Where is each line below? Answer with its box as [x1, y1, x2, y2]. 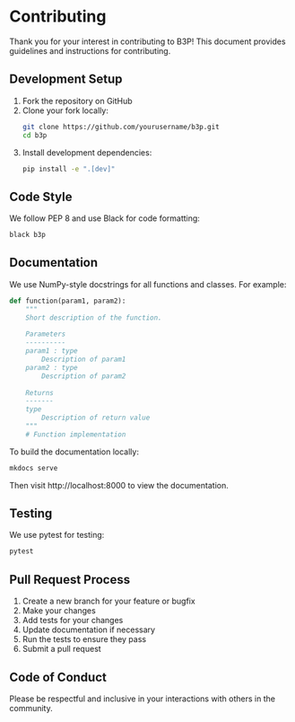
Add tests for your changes [22, 615, 124, 626]
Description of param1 [41, 355, 126, 364]
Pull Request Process [9, 572, 131, 587]
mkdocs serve [9, 463, 58, 472]
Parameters [25, 330, 66, 339]
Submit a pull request [22, 644, 101, 655]
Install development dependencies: [22, 146, 152, 158]
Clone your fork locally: [22, 105, 109, 116]
